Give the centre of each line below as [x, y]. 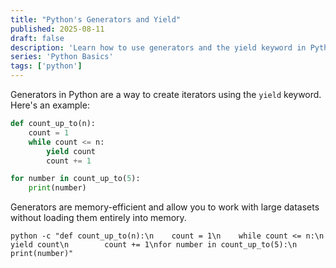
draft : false [37, 38]
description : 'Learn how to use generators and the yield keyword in [158, 47]
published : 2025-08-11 [57, 29]
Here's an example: [50, 105]
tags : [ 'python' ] [46, 66]
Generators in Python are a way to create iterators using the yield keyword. [166, 94]
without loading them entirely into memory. [98, 218]
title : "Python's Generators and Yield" [96, 19]
